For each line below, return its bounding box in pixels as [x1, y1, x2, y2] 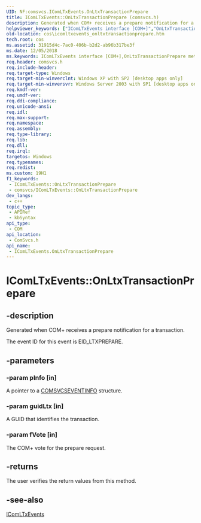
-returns [6, 461, 38, 471]
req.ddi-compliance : [6, 98, 58, 104]
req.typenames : [6, 159, 44, 165]
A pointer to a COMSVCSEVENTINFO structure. [6, 387, 123, 394]
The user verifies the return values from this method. [6, 477, 136, 485]
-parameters [6, 355, 54, 365]
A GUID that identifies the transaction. [6, 416, 100, 423]
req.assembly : [6, 126, 42, 132]
